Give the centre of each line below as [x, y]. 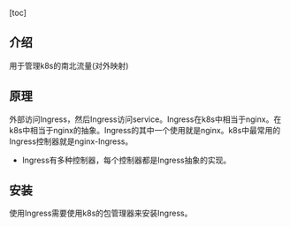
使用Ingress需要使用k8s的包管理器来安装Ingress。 [101, 213]
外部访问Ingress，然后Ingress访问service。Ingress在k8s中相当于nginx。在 [145, 119]
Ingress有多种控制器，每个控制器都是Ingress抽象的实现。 [126, 160]
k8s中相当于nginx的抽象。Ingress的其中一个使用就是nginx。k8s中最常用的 [145, 130]
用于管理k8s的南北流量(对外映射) [69, 65]
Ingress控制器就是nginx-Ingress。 [71, 141]
